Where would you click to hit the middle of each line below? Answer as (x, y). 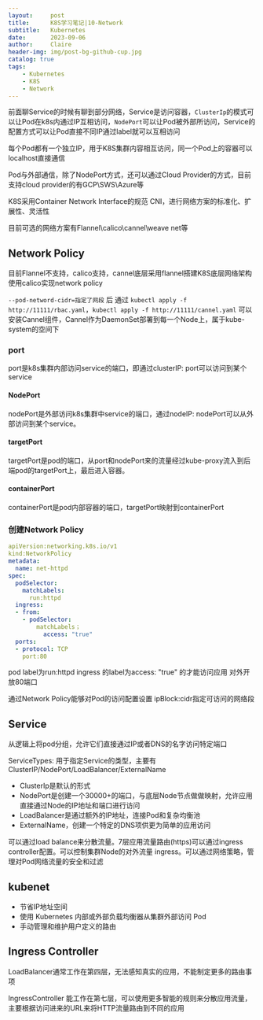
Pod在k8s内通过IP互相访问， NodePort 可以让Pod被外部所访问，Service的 (139, 122)
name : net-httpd (42, 569)
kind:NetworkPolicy (40, 554)
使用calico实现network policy (56, 283)
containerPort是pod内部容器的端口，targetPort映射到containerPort (116, 508)
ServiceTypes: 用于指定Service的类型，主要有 (82, 761)
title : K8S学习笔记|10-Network (66, 23)
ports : (26, 641)
